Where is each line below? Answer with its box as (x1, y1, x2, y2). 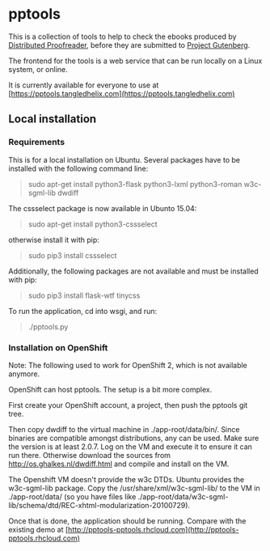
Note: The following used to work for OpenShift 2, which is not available (8, 360, 248, 370)
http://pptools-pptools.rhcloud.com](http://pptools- (67, 524, 239, 534)
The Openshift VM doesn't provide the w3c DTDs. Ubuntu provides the (8, 474, 245, 484)
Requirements (8, 137, 65, 148)
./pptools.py (27, 321, 69, 332)
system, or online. (8, 64, 69, 74)
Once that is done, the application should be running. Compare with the (8, 515, 247, 526)
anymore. (8, 369, 40, 379)
